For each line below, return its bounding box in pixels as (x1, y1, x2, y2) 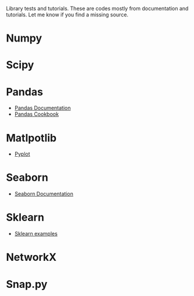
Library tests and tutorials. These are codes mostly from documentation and (6, 5, 189, 12)
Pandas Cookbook (14, 111, 59, 118)
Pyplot (14, 150, 30, 157)
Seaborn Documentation (14, 190, 74, 198)
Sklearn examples (14, 230, 58, 238)
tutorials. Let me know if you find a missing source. (6, 11, 129, 18)
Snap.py (6, 277, 48, 291)
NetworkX (6, 251, 57, 264)
